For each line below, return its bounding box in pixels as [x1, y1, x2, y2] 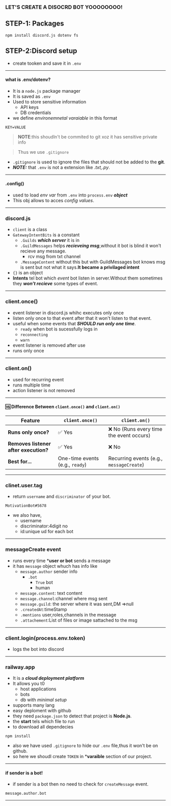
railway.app [5, 663, 35, 671]
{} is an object [12, 270, 43, 276]
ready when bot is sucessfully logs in [20, 326, 98, 332]
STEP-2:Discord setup [5, 47, 77, 55]
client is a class [12, 227, 47, 233]
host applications [20, 686, 56, 692]
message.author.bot [5, 791, 47, 796]
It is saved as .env [12, 93, 51, 99]
